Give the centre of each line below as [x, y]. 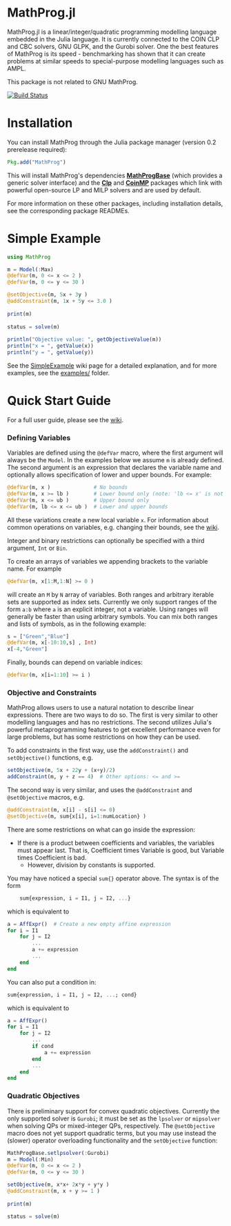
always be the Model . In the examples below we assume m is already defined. [115, 460]
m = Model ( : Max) [30, 269]
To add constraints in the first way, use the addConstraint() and [98, 751]
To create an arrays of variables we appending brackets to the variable [108, 561]
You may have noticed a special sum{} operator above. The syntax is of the [113, 878]
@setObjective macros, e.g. [46, 798]
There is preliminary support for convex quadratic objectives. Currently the [113, 1111]
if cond [43, 1047]
